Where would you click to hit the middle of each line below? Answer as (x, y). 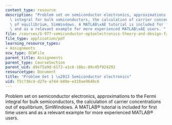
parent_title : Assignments (34, 58)
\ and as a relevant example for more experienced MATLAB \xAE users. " (88, 29)
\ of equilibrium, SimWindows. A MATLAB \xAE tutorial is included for (87, 24)
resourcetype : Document (31, 72)
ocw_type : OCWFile (25, 53)
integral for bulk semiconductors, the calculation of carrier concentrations (83, 101)
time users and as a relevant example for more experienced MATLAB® (79, 112)
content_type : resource (31, 10)
